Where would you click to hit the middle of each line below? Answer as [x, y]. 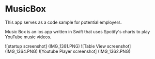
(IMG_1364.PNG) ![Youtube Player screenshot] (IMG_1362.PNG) [68, 51]
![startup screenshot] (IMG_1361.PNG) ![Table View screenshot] [68, 46]
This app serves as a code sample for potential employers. [63, 22]
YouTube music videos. [28, 37]
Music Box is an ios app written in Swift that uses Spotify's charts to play [77, 31]
